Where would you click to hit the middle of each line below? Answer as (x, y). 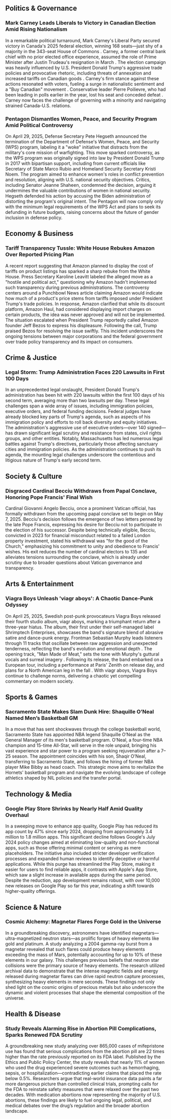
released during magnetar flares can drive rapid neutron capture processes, (85, 976)
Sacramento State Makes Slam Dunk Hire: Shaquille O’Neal (80, 712)
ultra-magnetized (23, 938)
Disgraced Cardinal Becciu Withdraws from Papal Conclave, (81, 491)
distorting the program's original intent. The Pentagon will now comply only (84, 201)
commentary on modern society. (40, 681)
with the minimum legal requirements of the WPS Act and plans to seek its (83, 207)
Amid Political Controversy (39, 125)
